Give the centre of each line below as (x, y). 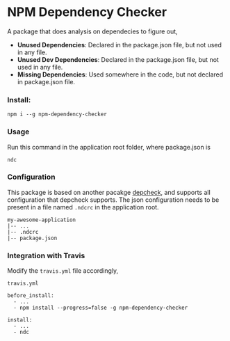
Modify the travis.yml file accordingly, (63, 271)
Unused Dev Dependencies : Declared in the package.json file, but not (118, 59)
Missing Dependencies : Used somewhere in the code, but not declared (120, 74)
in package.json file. (46, 81)
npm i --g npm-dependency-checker (57, 114)
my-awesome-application (42, 220)
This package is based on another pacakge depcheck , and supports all (109, 192)
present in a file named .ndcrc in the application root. (83, 207)
